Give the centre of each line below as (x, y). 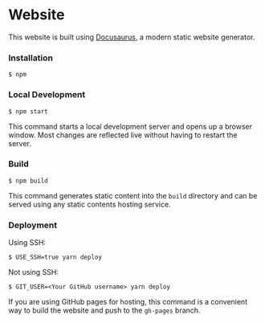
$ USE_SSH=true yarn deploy (55, 258)
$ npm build (28, 181)
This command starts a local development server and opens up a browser (130, 126)
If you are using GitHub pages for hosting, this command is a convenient (128, 302)
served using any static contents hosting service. (90, 204)
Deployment (33, 225)
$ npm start (28, 111)
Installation (31, 58)
